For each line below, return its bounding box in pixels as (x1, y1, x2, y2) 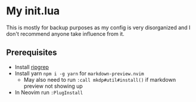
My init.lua (6, 4, 60, 18)
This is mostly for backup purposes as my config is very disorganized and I (6, 24, 191, 31)
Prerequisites (6, 48, 57, 58)
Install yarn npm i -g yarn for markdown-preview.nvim (14, 70, 144, 77)
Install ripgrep (14, 63, 49, 70)
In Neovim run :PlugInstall (14, 88, 83, 96)
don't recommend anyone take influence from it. (6, 30, 125, 37)
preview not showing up (23, 82, 83, 89)
